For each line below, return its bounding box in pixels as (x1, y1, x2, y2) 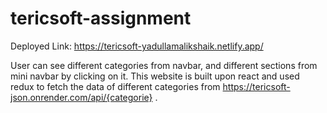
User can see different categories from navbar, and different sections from (10, 59, 318, 71)
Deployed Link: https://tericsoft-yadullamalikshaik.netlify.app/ (10, 40, 264, 52)
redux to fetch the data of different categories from (10, 80, 221, 92)
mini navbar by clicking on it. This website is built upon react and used (10, 70, 300, 82)
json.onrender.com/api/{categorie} (10, 91, 153, 103)
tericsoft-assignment (10, 7, 192, 30)
